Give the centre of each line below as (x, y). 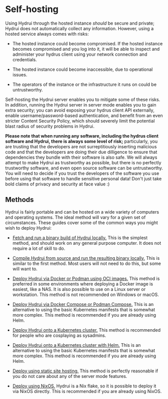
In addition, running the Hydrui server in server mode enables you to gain (81, 105)
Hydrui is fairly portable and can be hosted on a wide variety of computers (82, 212)
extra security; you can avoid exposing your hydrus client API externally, (80, 110)
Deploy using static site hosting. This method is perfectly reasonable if (85, 371)
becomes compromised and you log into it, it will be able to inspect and (86, 49)
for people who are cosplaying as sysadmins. (59, 335)
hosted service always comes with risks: (47, 34)
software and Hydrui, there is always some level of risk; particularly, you (81, 141)
